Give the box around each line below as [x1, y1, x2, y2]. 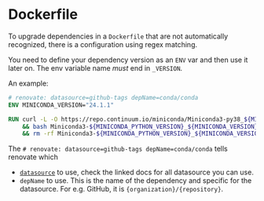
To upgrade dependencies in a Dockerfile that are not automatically [8, 31, 229, 41]
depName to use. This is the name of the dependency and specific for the [19, 176, 252, 185]
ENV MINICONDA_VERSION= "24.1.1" [8, 100, 114, 109]
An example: [8, 79, 49, 88]
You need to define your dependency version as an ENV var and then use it [8, 55, 248, 64]
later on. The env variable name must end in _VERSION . [8, 63, 183, 72]
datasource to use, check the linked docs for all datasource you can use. [19, 167, 254, 177]
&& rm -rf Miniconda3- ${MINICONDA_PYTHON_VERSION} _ [22, 130, 195, 138]
